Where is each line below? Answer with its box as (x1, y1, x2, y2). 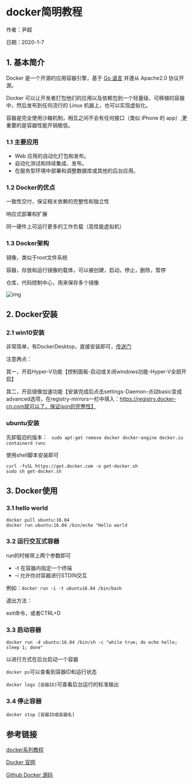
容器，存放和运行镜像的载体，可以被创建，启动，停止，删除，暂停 (6, 266, 166, 274)
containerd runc (6, 440, 46, 446)
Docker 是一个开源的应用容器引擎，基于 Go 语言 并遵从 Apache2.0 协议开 (6, 74, 184, 82)
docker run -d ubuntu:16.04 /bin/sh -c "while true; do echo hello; (6, 639, 178, 645)
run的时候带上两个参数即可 (6, 552, 71, 559)
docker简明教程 (6, 5, 82, 19)
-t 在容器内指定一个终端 (14, 564, 72, 571)
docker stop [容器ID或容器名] (6, 712, 75, 718)
